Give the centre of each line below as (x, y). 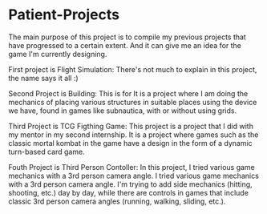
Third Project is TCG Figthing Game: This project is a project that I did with (131, 126)
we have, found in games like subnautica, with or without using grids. (123, 111)
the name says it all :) (43, 78)
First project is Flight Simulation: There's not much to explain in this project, (133, 69)
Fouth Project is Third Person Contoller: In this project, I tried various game (131, 167)
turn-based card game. (47, 151)
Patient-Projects (64, 15)
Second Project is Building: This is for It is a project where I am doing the (128, 93)
